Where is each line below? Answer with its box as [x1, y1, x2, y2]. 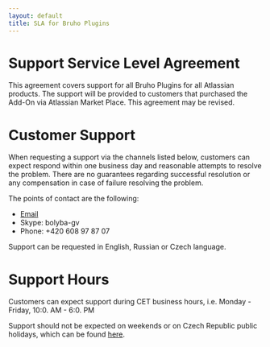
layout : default [8, 11, 63, 20]
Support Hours [8, 271, 110, 288]
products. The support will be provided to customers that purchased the [8, 89, 248, 99]
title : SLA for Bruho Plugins [8, 19, 110, 27]
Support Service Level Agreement [8, 54, 240, 72]
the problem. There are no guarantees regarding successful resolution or [8, 170, 251, 180]
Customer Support [8, 126, 135, 144]
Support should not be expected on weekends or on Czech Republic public [8, 321, 258, 331]
